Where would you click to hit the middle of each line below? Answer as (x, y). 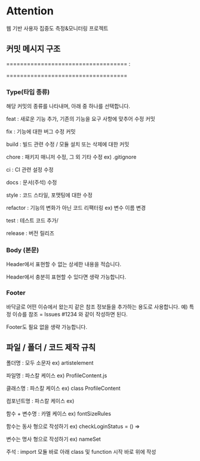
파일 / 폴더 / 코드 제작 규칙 (51, 348)
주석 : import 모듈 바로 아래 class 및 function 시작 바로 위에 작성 (81, 452)
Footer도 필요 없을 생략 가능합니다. (47, 326)
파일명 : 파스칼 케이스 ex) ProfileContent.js (57, 375)
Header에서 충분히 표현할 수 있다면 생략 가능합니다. (66, 277)
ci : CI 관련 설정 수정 (30, 170)
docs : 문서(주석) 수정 (32, 182)
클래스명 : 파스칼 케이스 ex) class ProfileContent (63, 388)
